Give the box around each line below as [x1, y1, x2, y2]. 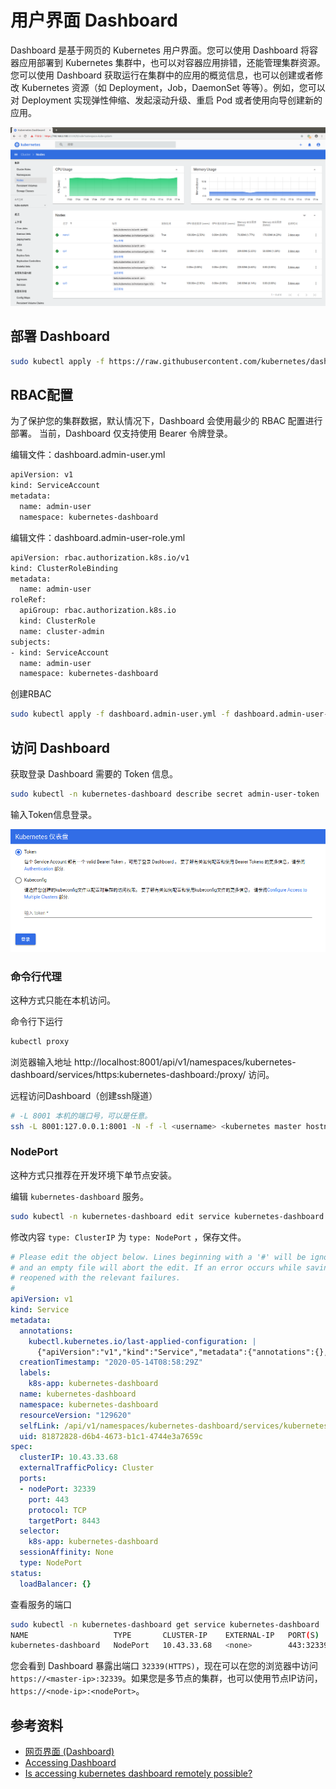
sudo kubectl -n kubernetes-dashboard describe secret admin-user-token [10, 789, 320, 799]
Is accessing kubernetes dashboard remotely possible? [24, 1767, 253, 1780]
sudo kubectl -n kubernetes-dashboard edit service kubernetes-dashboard [10, 1211, 325, 1221]
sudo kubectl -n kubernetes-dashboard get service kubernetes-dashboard [10, 1619, 320, 1630]
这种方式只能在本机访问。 [10, 994, 116, 1006]
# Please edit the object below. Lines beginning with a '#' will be [10, 1252, 307, 1262]
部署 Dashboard [10, 328, 110, 345]
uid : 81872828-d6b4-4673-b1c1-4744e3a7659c [19, 1431, 203, 1441]
